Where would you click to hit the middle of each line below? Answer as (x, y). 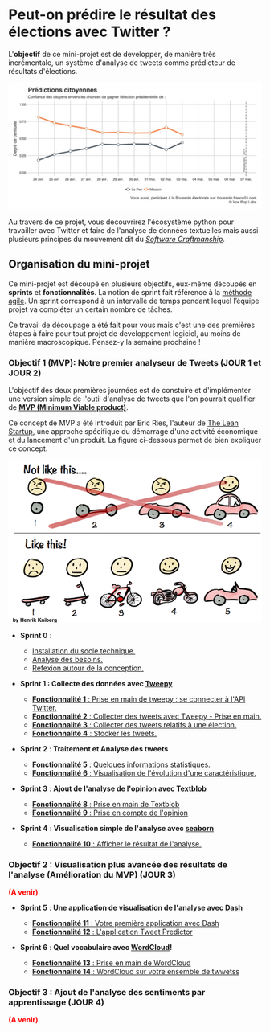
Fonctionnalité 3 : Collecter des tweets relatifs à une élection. (134, 724)
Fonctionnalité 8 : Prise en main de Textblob (106, 804)
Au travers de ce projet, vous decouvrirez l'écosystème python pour (121, 222)
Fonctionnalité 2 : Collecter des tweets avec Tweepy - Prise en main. (147, 716)
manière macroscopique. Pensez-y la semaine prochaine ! (104, 342)
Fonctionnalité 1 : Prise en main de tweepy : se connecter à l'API (139, 699)
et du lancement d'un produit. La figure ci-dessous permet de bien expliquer (135, 440)
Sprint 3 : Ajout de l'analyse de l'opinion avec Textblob (113, 788)
